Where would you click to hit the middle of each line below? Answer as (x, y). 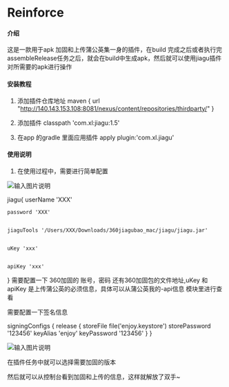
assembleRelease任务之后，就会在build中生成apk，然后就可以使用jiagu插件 (114, 58)
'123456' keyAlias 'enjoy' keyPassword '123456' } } (80, 333)
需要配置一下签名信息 (37, 312)
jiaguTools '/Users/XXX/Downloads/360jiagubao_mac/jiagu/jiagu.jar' (108, 230)
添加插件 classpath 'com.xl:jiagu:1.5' (68, 123)
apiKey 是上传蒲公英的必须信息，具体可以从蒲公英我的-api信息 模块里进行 (112, 288)
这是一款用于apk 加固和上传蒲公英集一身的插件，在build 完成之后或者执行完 (115, 50)
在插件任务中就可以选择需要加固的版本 (61, 362)
